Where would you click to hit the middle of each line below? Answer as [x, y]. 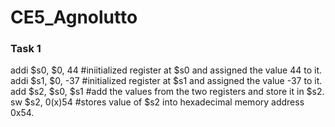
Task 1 [26, 49]
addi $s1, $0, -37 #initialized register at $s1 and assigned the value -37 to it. [166, 81]
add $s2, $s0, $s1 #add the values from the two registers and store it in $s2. [167, 92]
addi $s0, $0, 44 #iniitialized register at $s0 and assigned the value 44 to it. [166, 70]
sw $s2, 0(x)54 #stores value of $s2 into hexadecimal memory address [157, 102]
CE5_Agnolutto [74, 17]
